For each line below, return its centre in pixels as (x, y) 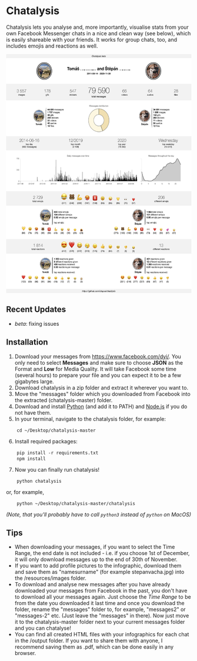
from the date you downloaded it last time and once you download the (99, 603)
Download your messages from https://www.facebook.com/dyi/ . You (98, 356)
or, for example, (25, 492)
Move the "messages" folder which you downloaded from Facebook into (103, 394)
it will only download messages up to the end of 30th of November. (96, 559)
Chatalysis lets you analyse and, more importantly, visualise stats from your (98, 27)
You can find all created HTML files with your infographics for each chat (102, 635)
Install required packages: (46, 441)
